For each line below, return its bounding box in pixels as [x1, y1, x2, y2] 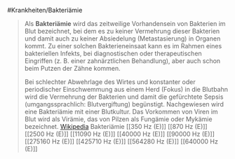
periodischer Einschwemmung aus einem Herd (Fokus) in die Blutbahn [24, 85, 228, 93]
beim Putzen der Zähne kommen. [24, 64, 121, 72]
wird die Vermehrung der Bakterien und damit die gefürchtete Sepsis [24, 92, 224, 101]
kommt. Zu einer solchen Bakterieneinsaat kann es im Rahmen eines [24, 42, 222, 50]
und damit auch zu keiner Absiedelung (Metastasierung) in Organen [24, 34, 221, 43]
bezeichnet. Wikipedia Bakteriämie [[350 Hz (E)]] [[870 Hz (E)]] [24, 123, 208, 130]
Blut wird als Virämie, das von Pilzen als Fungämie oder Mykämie [24, 115, 213, 123]
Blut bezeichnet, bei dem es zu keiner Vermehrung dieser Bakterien [24, 27, 220, 35]
